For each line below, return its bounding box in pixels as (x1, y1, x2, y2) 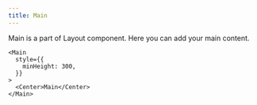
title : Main (8, 11, 48, 20)
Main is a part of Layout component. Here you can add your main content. (8, 33, 250, 43)
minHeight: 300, (22, 62, 77, 70)
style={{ (15, 55, 44, 63)
